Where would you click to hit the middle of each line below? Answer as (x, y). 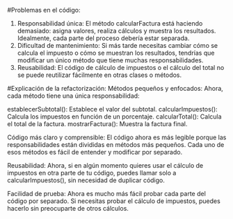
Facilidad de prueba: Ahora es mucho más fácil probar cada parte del (107, 194)
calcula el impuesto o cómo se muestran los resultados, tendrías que (116, 53)
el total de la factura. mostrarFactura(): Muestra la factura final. (97, 124)
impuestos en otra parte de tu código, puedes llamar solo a (92, 173)
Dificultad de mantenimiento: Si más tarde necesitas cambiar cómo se (118, 45)
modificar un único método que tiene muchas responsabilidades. (110, 60)
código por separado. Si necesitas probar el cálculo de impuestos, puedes (114, 201)
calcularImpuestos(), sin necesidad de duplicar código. (86, 180)
